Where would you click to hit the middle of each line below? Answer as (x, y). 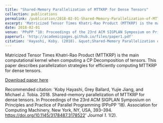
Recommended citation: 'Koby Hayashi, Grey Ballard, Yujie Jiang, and (74, 89)
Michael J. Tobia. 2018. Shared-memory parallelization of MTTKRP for (75, 94)
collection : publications (31, 14)
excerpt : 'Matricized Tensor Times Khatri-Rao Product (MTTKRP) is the (79, 23)
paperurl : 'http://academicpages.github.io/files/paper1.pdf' (69, 37)
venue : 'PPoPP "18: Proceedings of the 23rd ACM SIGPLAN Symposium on (78, 32)
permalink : (16, 18)
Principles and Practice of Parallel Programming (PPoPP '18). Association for (81, 105)
